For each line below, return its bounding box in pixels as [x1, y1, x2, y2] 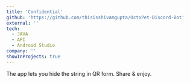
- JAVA [11, 31, 28, 37]
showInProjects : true [6, 54, 61, 60]
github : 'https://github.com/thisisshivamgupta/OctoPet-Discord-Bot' [6, 14, 185, 20]
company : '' [6, 48, 36, 54]
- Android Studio [11, 43, 55, 49]
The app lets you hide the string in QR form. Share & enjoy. [6, 70, 152, 77]
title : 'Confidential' [6, 8, 63, 15]
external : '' [6, 20, 39, 26]
